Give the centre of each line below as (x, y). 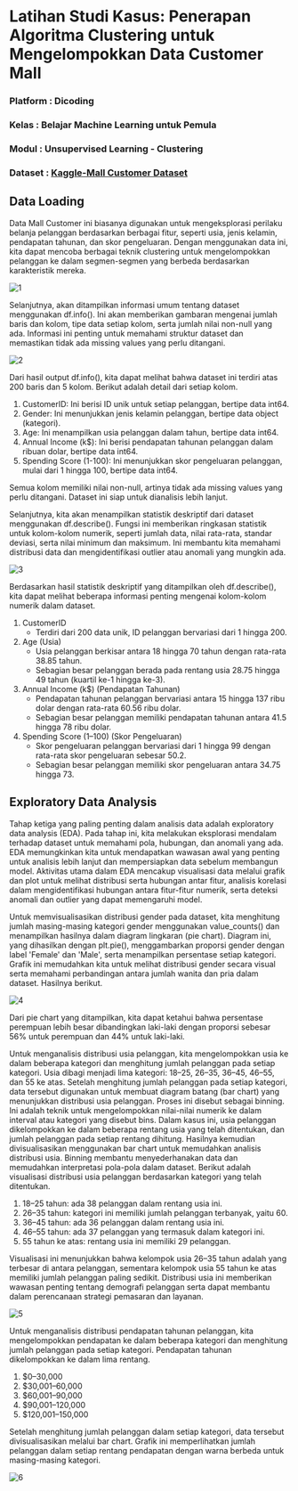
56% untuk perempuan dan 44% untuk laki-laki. (97, 1036)
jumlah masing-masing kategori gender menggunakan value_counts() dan (145, 926)
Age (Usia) (42, 641)
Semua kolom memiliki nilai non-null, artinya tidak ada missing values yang (146, 487)
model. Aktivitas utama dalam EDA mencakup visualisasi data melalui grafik (147, 871)
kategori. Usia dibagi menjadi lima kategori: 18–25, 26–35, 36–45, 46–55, (142, 1072)
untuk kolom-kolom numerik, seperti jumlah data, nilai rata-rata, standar (141, 533)
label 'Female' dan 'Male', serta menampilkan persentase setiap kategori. (143, 954)
